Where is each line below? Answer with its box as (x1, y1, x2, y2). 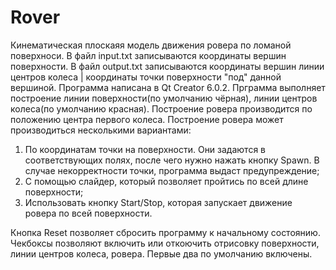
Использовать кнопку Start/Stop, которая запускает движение (24, 196, 293, 208)
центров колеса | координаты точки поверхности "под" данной (10, 71, 282, 83)
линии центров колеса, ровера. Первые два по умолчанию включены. (10, 247, 313, 260)
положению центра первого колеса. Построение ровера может (10, 113, 284, 125)
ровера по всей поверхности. (24, 207, 153, 219)
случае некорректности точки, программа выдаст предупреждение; (24, 164, 320, 176)
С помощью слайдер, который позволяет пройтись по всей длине (24, 175, 309, 187)
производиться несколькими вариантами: (10, 124, 192, 136)
